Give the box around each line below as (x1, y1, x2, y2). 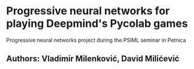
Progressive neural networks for (6, 4, 170, 18)
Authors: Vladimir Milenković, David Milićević (6, 54, 180, 64)
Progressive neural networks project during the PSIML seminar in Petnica (6, 36, 186, 43)
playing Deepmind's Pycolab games (6, 17, 188, 30)
